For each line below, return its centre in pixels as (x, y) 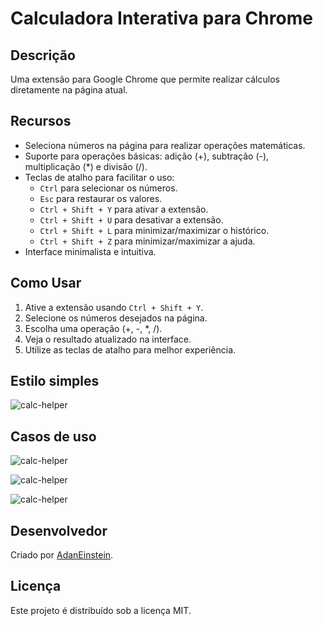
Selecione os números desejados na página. (116, 318)
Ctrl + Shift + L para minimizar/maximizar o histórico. (154, 230)
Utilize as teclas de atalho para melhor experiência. (130, 349)
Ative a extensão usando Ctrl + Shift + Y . (114, 307)
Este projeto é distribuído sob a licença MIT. (101, 610)
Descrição (43, 55)
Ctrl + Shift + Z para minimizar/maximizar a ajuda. (147, 241)
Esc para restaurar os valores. (101, 198)
